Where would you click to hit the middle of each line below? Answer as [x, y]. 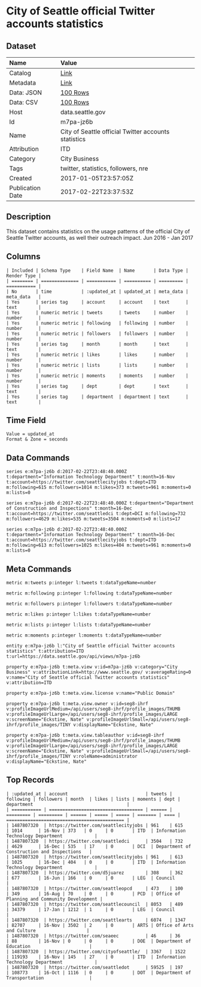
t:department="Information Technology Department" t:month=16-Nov [91, 477]
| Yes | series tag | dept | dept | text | [97, 386]
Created [21, 178]
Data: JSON [26, 93]
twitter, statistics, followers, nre [104, 168]
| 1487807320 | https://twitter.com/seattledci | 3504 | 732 [95, 841]
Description [28, 217]
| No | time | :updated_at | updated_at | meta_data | [97, 292]
